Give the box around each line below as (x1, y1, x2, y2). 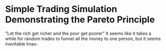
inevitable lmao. (5, 41, 38, 47)
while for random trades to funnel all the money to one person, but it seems (5, 36, 161, 42)
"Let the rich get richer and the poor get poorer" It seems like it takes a (5, 30, 151, 36)
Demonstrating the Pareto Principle (5, 14, 155, 25)
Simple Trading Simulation (5, 3, 117, 15)
